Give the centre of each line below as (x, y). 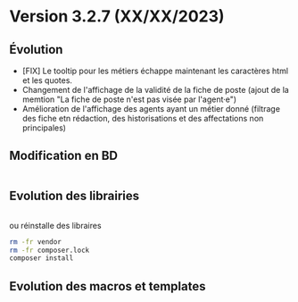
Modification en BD (64, 156)
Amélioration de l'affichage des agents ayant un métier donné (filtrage (151, 109)
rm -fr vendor (36, 242)
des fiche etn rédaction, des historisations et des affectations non (143, 118)
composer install (41, 258)
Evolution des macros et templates (108, 286)
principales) (44, 128)
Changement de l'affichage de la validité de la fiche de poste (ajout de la (156, 90)
